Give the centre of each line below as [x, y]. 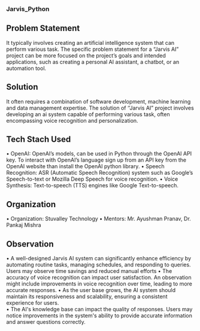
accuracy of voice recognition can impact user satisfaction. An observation [99, 277]
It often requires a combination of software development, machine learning [99, 101]
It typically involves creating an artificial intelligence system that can [90, 42]
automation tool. [26, 68]
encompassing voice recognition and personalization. [72, 120]
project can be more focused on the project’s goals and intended [86, 55]
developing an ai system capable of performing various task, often [88, 114]
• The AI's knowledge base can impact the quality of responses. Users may [99, 309]
